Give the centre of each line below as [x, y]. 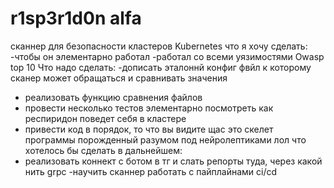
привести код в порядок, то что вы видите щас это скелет [149, 129]
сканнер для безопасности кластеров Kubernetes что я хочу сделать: [159, 46]
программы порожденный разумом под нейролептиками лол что [165, 139]
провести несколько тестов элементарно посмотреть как [149, 108]
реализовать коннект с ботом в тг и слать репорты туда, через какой [173, 161]
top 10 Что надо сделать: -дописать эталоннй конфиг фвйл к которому [161, 67]
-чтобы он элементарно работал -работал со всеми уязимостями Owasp [167, 56]
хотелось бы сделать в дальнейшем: [103, 150]
